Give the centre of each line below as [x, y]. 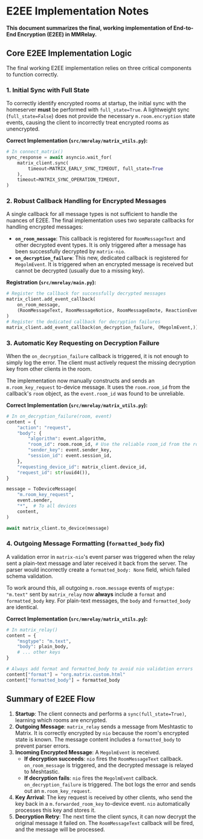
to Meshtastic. [42, 771]
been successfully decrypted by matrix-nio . [70, 252]
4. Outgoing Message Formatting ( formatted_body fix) [85, 544]
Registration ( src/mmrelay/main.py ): [51, 282]
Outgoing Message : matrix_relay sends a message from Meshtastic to [104, 726]
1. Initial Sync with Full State [48, 90]
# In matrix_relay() [32, 630]
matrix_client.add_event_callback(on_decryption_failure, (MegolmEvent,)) [102, 327]
